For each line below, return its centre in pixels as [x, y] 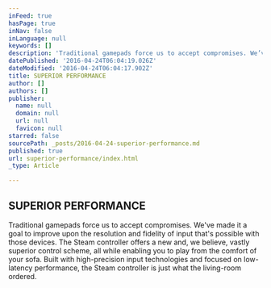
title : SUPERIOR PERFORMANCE [57, 76]
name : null [34, 106]
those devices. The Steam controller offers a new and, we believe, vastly [129, 242]
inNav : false [30, 31]
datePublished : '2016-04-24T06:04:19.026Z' [83, 61]
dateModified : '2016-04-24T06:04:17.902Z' [81, 69]
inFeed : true [30, 16]
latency [21, 268]
